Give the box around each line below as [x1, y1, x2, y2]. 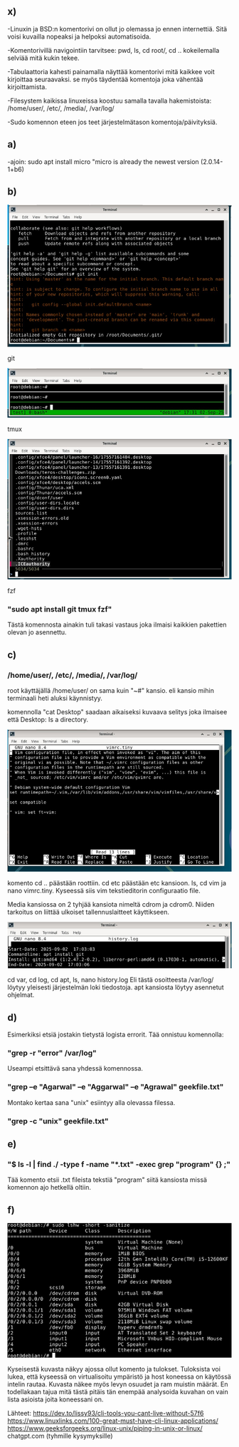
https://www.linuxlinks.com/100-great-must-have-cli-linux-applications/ [7, 1416, 219, 1425]
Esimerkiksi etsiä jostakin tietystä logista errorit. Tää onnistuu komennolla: [7, 1030, 224, 1039]
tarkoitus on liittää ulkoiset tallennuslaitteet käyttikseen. [7, 908, 169, 917]
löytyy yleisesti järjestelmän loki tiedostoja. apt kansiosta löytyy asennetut [7, 983, 224, 992]
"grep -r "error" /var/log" [7, 1048, 97, 1058]
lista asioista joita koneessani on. [7, 1395, 104, 1404]
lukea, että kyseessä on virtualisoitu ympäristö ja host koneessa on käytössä [7, 1372, 231, 1381]
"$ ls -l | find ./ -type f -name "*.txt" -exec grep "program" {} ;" [7, 1159, 231, 1169]
